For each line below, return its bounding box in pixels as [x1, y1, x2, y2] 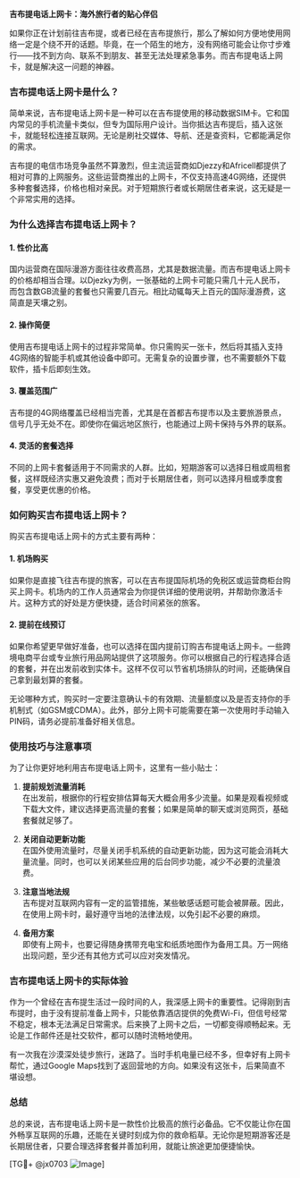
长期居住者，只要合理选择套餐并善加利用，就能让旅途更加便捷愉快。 [9, 1140, 260, 1151]
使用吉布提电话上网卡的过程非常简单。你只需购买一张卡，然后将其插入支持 [9, 341, 283, 352]
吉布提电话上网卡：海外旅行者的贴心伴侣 [9, 9, 158, 19]
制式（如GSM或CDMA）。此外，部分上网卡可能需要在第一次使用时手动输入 [16, 704, 290, 715]
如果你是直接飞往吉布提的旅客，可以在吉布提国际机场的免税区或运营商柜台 [9, 574, 283, 585]
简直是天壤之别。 [9, 297, 72, 308]
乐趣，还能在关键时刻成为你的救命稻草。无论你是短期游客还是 [63, 1129, 291, 1140]
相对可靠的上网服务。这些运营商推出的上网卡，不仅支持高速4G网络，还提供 [9, 172, 287, 182]
